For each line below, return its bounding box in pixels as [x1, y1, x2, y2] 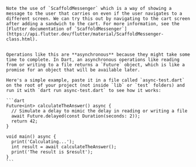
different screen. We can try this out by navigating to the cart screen [6, 16, 191, 22]
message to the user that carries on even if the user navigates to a [6, 11, 183, 16]
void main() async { [6, 134, 57, 139]
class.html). [6, 36, 38, 42]
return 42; [11, 118, 38, 124]
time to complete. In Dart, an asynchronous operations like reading [6, 57, 180, 63]
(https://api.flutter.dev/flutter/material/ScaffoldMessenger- [6, 31, 164, 37]
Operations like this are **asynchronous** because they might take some [6, 52, 191, 57]
